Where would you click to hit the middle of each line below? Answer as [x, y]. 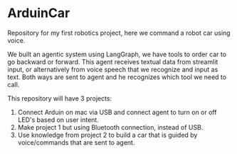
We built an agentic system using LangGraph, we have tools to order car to [117, 54]
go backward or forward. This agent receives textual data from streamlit [113, 61]
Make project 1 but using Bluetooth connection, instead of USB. [110, 127]
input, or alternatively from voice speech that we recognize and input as [113, 69]
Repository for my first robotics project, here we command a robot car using [119, 33]
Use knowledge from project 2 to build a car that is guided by [107, 135]
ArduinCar [39, 13]
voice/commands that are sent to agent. [76, 142]
